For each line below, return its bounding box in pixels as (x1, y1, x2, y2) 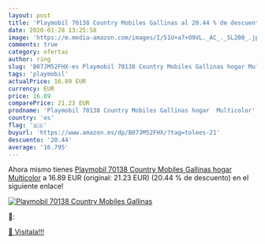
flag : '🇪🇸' (8, 121, 47, 129)
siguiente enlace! (8, 182, 64, 191)
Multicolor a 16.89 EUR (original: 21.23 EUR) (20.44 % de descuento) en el (8, 173, 249, 183)
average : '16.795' (8, 143, 69, 151)
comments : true (8, 41, 58, 49)
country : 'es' (8, 114, 55, 122)
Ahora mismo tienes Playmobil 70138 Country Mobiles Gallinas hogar (8, 165, 233, 174)
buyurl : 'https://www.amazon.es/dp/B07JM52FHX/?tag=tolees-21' (8, 128, 221, 136)
